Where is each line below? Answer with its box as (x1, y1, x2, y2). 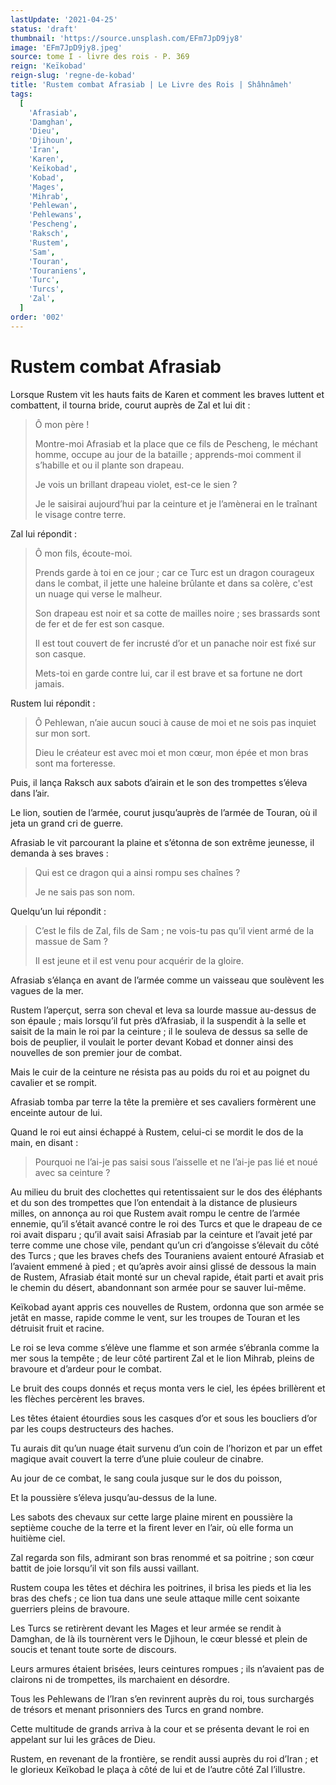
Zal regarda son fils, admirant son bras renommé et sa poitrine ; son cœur (10, 1551, 315, 1563)
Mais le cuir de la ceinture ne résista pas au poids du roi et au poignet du (10, 1066, 310, 1078)
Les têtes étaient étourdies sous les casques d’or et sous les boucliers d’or (10, 1412, 318, 1424)
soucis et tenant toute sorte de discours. (10, 1643, 177, 1655)
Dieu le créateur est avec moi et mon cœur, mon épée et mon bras (34, 746, 309, 758)
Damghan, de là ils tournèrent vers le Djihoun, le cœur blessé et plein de (10, 1632, 308, 1645)
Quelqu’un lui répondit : (10, 905, 107, 917)
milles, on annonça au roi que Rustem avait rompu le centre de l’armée (10, 1207, 301, 1219)
